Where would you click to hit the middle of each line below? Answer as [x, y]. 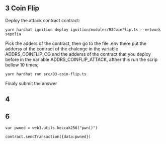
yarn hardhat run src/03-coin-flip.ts [46, 74]
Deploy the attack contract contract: [43, 20]
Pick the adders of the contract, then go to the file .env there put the [76, 43]
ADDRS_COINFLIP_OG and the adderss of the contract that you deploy [78, 54]
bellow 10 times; [22, 64]
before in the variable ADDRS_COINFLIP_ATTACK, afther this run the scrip [81, 59]
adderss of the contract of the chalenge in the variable [62, 49]
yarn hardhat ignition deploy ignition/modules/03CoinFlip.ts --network [83, 30]
